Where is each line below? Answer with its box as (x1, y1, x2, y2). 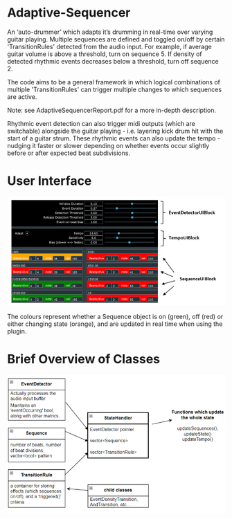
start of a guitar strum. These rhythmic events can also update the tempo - (7, 134, 220, 143)
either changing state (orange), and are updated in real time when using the (7, 320, 223, 328)
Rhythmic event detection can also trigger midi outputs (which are (7, 119, 195, 127)
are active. (7, 92, 37, 101)
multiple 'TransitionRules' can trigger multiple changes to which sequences (7, 85, 222, 93)
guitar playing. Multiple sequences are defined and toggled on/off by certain (7, 35, 225, 43)
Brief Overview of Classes (7, 351, 161, 367)
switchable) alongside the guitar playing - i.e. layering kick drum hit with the (7, 127, 224, 135)
